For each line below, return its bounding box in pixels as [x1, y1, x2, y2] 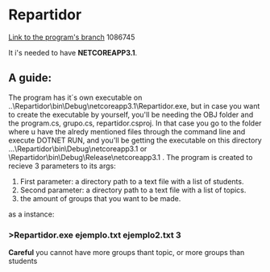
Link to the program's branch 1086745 [8, 32, 135, 42]
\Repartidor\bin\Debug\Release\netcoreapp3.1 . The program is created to [8, 152, 253, 162]
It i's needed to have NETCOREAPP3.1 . [8, 47, 138, 57]
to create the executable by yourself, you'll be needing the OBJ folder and [8, 109, 254, 119]
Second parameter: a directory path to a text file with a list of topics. [19, 185, 247, 195]
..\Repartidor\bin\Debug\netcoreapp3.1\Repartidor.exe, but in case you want [8, 101, 260, 110]
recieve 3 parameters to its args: [8, 161, 116, 171]
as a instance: [8, 209, 55, 219]
